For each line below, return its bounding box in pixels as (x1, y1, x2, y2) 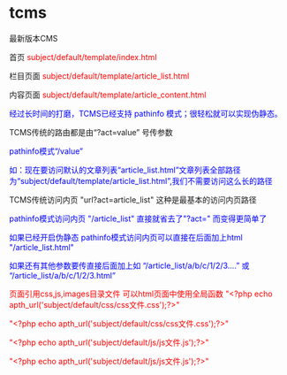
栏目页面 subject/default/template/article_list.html (9, 70, 190, 81)
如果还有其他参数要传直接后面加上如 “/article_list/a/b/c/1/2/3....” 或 (9, 260, 250, 271)
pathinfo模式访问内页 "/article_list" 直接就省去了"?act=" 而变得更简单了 (9, 213, 268, 224)
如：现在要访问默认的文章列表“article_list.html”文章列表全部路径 (9, 165, 241, 175)
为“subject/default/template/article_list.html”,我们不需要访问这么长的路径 (9, 175, 273, 186)
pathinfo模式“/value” (9, 145, 84, 157)
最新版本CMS (9, 33, 58, 43)
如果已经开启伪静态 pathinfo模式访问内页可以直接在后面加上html (9, 232, 243, 242)
